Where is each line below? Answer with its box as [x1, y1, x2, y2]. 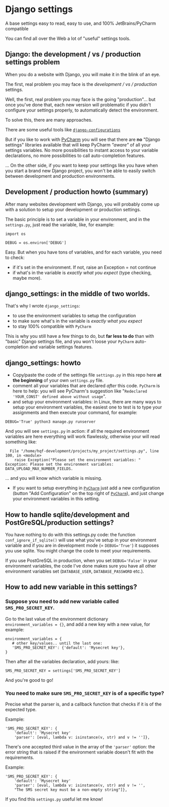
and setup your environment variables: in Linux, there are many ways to [12, 399, 161, 405]
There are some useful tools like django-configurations [5, 126, 121, 132]
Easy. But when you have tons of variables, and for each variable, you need [5, 249, 162, 255]
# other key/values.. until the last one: [12, 640, 102, 646]
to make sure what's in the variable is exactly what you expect [12, 318, 142, 324]
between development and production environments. [5, 173, 116, 179]
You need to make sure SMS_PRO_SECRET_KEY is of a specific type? [5, 689, 164, 696]
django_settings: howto [5, 359, 81, 367]
